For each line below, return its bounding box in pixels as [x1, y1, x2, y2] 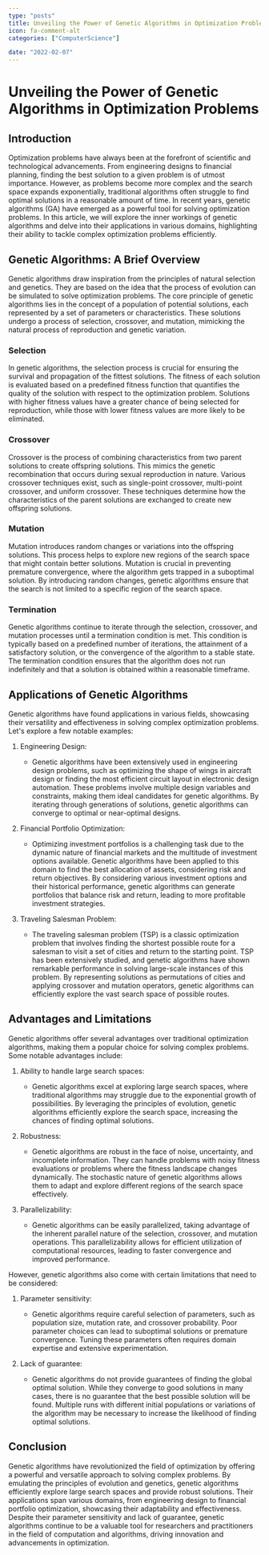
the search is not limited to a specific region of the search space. [8, 583, 223, 593]
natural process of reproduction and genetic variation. [8, 325, 187, 335]
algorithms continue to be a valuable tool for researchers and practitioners [8, 1521, 254, 1530]
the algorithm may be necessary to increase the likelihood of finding [31, 1408, 257, 1417]
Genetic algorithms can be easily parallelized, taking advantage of [31, 1220, 251, 1229]
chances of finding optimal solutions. [31, 1116, 155, 1125]
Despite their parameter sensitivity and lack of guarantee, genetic [8, 1512, 225, 1521]
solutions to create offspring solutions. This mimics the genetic [8, 461, 216, 471]
